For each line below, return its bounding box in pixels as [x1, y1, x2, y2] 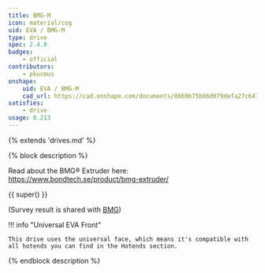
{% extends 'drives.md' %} [8, 135, 96, 145]
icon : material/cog [8, 19, 73, 27]
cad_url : [22, 92, 51, 100]
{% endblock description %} [8, 256, 101, 265]
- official [22, 56, 58, 64]
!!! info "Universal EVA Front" [8, 220, 102, 229]
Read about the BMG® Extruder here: [8, 166, 129, 175]
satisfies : [8, 99, 44, 107]
